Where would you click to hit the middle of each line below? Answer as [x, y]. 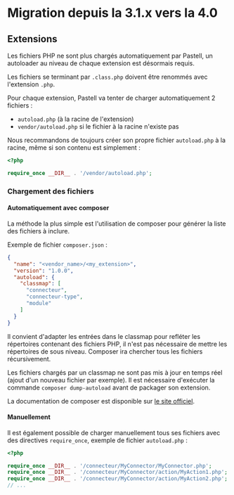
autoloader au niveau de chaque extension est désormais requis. [101, 63]
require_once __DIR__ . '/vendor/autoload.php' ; [80, 173]
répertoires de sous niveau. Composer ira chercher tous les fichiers [105, 351]
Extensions [32, 39]
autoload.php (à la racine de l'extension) [76, 119]
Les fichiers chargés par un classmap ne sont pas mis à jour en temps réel [115, 372]
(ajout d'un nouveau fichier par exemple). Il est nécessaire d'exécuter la [111, 380]
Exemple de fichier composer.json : [57, 245]
